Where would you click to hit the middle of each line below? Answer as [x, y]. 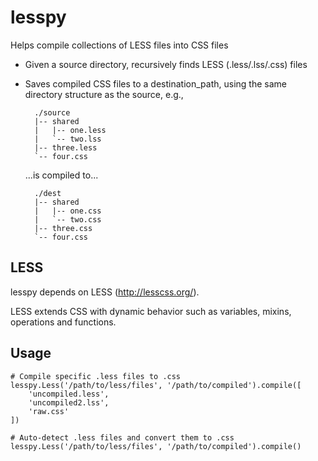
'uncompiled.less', [69, 394]
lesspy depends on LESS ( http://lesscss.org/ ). [105, 292]
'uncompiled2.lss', [69, 402]
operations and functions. [63, 322]
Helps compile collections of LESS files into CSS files [119, 45]
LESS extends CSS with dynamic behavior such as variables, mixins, [151, 311]
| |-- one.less [70, 130]
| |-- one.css [68, 211]
